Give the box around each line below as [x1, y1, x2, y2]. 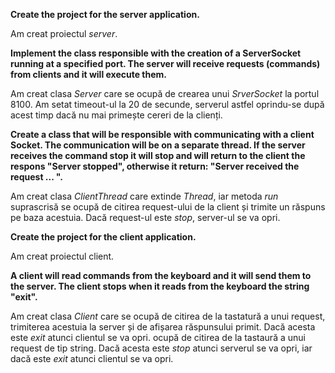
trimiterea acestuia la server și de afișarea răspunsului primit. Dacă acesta [10, 321, 316, 333]
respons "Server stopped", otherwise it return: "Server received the [10, 160, 300, 172]
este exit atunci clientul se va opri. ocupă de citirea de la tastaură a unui [10, 332, 306, 343]
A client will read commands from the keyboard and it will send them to [10, 270, 312, 281]
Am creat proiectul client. [10, 250, 115, 262]
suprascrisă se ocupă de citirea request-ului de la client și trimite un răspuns [10, 201, 326, 213]
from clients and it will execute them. [10, 69, 167, 80]
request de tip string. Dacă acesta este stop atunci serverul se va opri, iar [10, 342, 313, 354]
